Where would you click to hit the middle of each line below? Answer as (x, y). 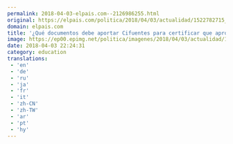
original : (21, 20)
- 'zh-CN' (24, 104)
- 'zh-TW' (24, 110)
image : (17, 39)
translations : (28, 59)
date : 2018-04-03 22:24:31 (46, 46)
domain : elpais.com (35, 26)
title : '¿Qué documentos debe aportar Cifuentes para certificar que (110, 33)
